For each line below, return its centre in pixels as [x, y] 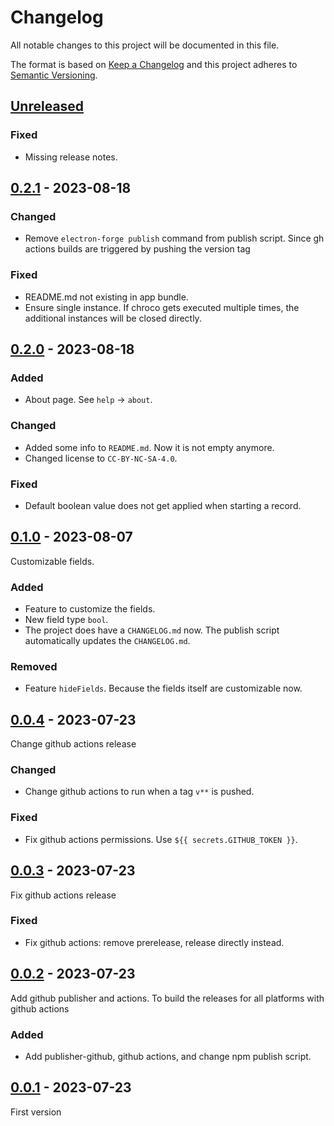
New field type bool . [66, 619]
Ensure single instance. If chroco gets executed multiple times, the [162, 307]
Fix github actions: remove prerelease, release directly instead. [154, 942]
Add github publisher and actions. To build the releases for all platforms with [167, 998]
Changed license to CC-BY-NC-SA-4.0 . [101, 458]
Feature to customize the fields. [90, 609]
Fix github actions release [63, 895]
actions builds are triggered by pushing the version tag [137, 249]
